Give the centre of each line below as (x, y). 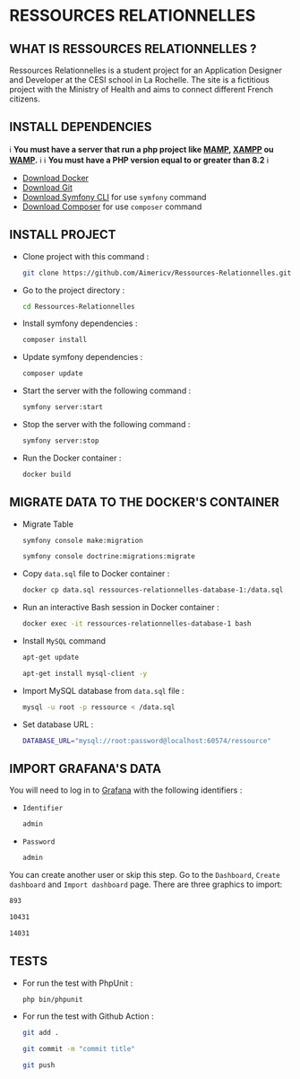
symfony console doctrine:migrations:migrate (108, 557)
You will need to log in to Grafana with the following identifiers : (126, 790)
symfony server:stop (60, 441)
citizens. (25, 99)
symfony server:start (62, 408)
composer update (52, 373)
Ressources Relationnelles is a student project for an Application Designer (146, 70)
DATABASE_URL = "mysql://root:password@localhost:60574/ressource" (146, 741)
